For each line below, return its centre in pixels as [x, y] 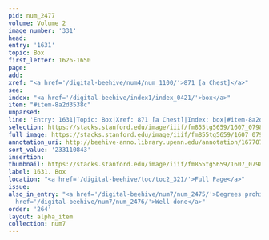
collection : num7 [37, 224]
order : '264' [30, 209]
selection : [26, 127]
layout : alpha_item [41, 217]
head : [17, 38]
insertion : [26, 157]
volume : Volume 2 [37, 23]
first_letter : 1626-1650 [50, 61]
